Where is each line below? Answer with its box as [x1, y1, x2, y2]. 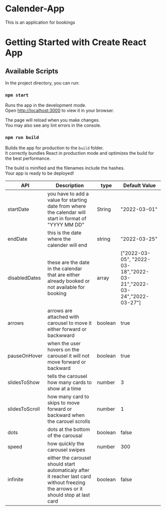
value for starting [47, 196, 87, 203]
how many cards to [47, 379, 92, 386]
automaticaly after [47, 466, 90, 473]
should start [47, 461, 76, 467]
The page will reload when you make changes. [5, 117, 100, 123]
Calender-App [5, 3, 65, 14]
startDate [7, 206, 30, 213]
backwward [47, 332, 75, 339]
